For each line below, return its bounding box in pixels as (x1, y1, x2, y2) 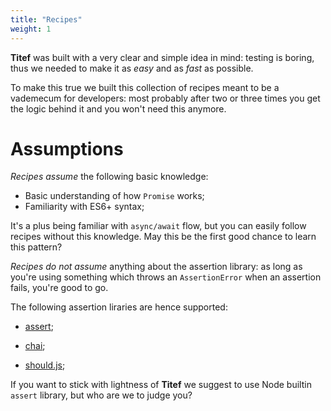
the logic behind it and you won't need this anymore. (10, 102, 227, 115)
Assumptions (10, 137, 124, 160)
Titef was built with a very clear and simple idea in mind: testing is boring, (10, 51, 315, 63)
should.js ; (24, 359, 66, 371)
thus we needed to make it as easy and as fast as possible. (10, 62, 254, 74)
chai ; (24, 340, 46, 352)
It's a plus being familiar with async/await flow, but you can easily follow (10, 220, 307, 232)
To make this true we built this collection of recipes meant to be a (10, 81, 280, 93)
